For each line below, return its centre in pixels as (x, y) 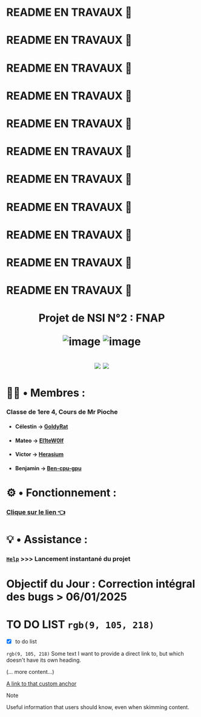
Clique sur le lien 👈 (36, 512)
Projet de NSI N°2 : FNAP (102, 318)
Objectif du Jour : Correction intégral (101, 584)
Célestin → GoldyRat (41, 426)
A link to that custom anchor (41, 684)
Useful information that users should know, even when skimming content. (98, 707)
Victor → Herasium (39, 455)
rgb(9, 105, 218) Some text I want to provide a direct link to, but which (95, 654)
